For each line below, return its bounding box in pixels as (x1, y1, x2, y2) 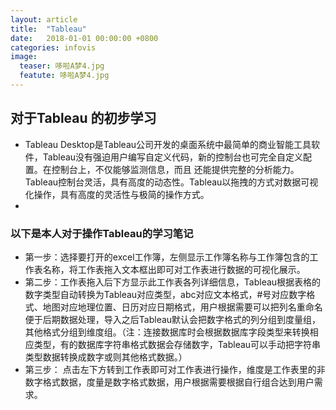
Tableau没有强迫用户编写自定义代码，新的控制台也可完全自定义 (42, 151, 304, 163)
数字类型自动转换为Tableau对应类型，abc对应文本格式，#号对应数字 (24, 288, 307, 300)
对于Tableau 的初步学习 (10, 110, 157, 127)
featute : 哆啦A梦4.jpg (19, 71, 110, 81)
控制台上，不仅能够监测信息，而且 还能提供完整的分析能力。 (51, 163, 300, 175)
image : (10, 52, 38, 62)
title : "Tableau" (10, 24, 87, 34)
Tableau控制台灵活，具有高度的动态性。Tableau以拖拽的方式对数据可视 (24, 176, 319, 188)
